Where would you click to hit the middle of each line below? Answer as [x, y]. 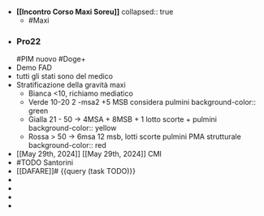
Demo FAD [34, 67]
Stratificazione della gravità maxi [71, 85]
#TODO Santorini [45, 162]
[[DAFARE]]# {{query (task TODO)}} [76, 171]
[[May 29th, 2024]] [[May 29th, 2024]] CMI [89, 154]
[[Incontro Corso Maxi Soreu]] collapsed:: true [95, 12]
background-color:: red [67, 145]
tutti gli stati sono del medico [65, 76]
